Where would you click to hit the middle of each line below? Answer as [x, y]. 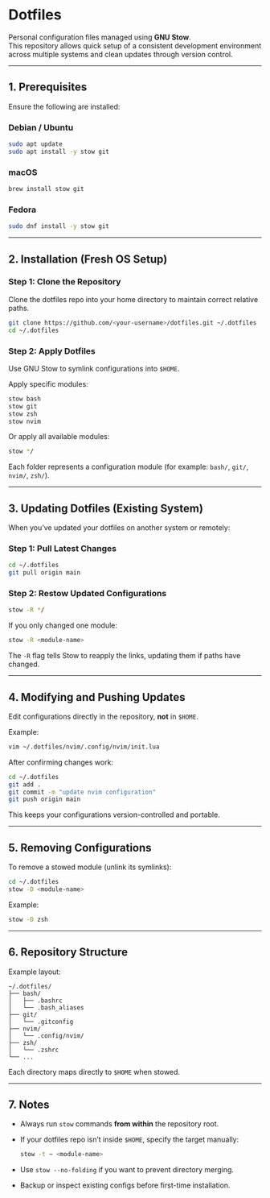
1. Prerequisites [48, 87]
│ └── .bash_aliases [46, 1007]
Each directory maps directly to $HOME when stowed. [94, 1072]
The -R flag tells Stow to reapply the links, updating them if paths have [125, 656]
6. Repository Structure [68, 952]
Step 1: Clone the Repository [65, 282]
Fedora [22, 209]
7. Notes [29, 1104]
